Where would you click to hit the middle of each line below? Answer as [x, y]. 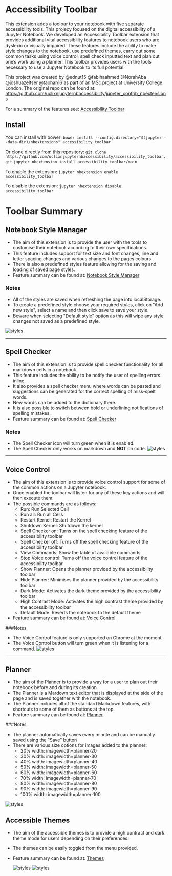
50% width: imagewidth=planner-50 [59, 767]
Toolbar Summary [44, 211]
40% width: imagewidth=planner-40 [59, 761]
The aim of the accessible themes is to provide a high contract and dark [89, 832]
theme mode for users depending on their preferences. [71, 838]
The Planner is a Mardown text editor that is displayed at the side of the [88, 693]
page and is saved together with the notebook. [62, 698]
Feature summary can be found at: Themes [58, 858]
